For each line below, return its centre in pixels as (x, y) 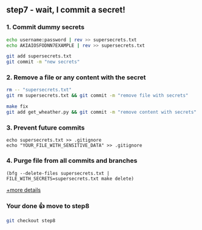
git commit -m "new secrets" (43, 62)
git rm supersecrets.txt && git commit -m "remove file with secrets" (97, 96)
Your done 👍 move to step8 (48, 206)
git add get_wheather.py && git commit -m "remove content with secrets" (102, 112)
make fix (17, 107)
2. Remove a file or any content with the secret (76, 77)
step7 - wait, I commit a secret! (66, 10)
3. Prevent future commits (45, 128)
